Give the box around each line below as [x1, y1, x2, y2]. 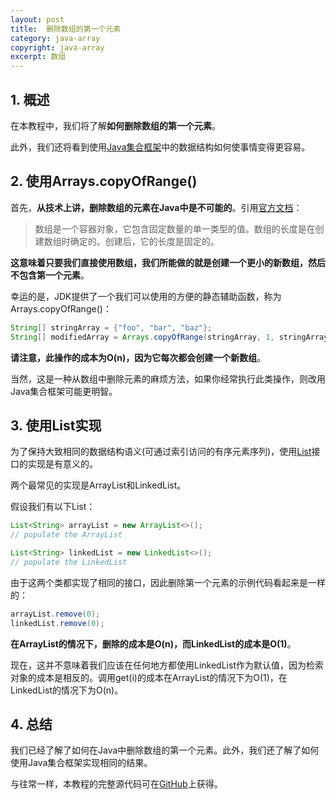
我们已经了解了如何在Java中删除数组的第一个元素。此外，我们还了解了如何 [10, 744, 320, 756]
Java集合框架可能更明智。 [10, 385, 118, 397]
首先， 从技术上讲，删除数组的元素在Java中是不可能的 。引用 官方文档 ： [10, 201, 303, 213]
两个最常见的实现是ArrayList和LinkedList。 [10, 479, 187, 491]
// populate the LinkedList [10, 557, 128, 567]
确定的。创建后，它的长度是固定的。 [69, 235, 220, 247]
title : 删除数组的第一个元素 [10, 24, 122, 34]
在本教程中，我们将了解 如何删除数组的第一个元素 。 [10, 119, 221, 131]
